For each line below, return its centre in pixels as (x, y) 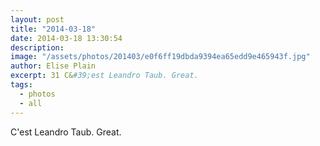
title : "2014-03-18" (53, 29)
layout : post (37, 19)
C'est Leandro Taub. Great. (66, 132)
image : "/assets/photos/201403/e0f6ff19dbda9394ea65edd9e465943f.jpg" (160, 57)
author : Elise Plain (53, 66)
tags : (21, 85)
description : (37, 47)
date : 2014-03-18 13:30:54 (66, 38)
